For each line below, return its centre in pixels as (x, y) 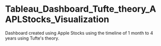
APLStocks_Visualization (57, 19)
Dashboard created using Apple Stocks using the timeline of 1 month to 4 (79, 33)
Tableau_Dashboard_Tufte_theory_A (81, 9)
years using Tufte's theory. (32, 38)
